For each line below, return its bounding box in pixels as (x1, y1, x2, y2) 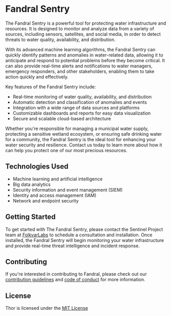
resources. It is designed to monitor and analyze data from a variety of (5, 25, 155, 31)
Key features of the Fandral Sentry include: (5, 83, 96, 90)
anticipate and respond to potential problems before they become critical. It (5, 57, 165, 63)
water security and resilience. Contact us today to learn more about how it (5, 142, 163, 148)
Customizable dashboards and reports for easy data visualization (12, 110, 151, 116)
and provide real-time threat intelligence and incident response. (5, 243, 140, 249)
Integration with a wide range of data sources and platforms (12, 104, 140, 110)
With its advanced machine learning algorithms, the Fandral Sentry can (5, 46, 156, 52)
